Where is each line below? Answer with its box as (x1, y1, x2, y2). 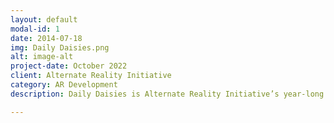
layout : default (10, 14, 78, 25)
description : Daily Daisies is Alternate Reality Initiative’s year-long (10, 89, 325, 99)
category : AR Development (10, 80, 118, 90)
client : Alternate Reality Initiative (10, 71, 172, 81)
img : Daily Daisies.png (10, 42, 110, 53)
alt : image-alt (10, 52, 74, 62)
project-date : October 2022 (10, 61, 128, 71)
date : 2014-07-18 (10, 33, 83, 43)
